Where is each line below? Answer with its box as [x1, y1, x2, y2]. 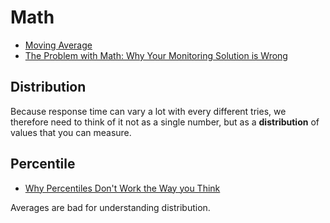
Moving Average [24, 39, 93, 51]
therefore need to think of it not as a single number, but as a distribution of [10, 116, 320, 128]
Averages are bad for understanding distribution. [10, 201, 211, 213]
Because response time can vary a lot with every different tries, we [10, 105, 287, 117]
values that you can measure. [10, 126, 132, 138]
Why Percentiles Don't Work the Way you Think [24, 182, 221, 194]
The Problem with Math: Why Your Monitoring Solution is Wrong [24, 49, 288, 61]
